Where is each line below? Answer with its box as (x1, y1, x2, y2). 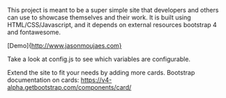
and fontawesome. (7, 28, 61, 36)
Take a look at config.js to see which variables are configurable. (7, 55, 190, 63)
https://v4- (80, 76, 112, 84)
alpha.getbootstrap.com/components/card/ (7, 83, 132, 91)
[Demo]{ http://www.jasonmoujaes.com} (7, 42, 122, 49)
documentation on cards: (7, 76, 80, 84)
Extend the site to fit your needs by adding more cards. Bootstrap (7, 69, 195, 76)
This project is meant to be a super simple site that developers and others (7, 6, 219, 14)
